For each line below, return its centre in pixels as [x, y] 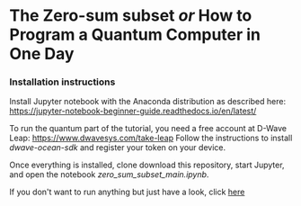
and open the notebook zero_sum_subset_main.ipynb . [109, 175]
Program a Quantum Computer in [135, 35]
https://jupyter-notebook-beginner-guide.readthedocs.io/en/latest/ [133, 111]
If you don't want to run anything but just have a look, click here [127, 192]
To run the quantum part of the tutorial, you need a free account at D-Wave [148, 129]
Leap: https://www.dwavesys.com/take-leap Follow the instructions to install [151, 138]
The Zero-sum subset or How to [131, 16]
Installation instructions [62, 82]
